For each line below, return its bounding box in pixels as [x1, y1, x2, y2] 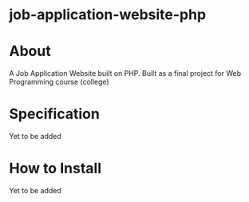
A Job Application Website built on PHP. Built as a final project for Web [9, 69, 242, 78]
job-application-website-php [9, 6, 207, 24]
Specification [9, 105, 101, 123]
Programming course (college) [9, 77, 110, 87]
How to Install [9, 160, 102, 177]
